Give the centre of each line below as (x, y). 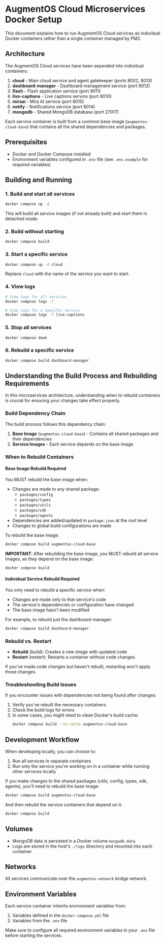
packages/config (36, 495)
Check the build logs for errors (43, 710)
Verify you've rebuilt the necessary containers (59, 705)
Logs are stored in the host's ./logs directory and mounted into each (82, 846)
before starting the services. (34, 936)
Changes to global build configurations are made (62, 526)
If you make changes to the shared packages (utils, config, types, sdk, (76, 781)
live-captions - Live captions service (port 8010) (62, 96)
